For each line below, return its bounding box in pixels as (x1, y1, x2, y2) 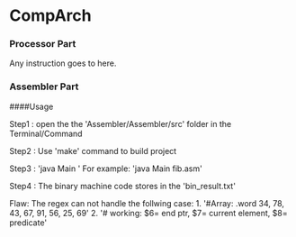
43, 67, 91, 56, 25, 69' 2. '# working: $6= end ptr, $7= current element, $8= (9, 207, 288, 218)
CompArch (9, 5, 92, 26)
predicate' (9, 217, 48, 228)
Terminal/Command (9, 128, 83, 139)
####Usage (9, 101, 54, 112)
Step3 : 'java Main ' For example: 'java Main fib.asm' (9, 163, 202, 174)
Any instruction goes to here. (9, 58, 117, 68)
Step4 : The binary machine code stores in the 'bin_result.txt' (9, 180, 237, 191)
